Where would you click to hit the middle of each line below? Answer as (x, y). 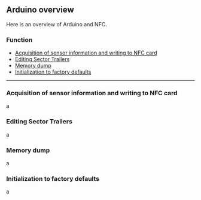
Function (19, 40)
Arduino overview (40, 10)
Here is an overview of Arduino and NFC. (57, 24)
